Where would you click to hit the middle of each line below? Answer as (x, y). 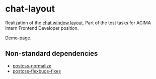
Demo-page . (18, 38)
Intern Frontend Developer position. (42, 28)
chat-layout (30, 9)
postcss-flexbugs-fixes (37, 71)
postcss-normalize (32, 65)
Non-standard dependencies (52, 54)
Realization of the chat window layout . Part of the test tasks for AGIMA (78, 23)
